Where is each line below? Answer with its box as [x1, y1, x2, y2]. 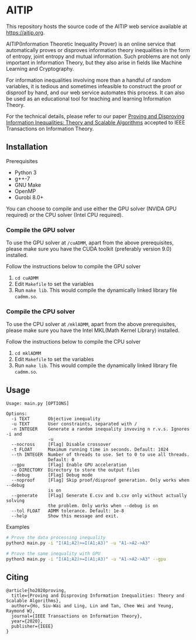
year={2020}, [11, 618, 43, 624]
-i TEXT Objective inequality [11, 416, 101, 422]
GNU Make [14, 181, 42, 188]
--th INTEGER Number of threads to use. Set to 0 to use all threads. [11, 452, 190, 458]
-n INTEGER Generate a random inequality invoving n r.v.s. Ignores [11, 426, 190, 433]
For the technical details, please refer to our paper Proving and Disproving [6, 112, 185, 120]
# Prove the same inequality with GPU [6, 551, 101, 556]
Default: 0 [47, 457, 75, 463]
